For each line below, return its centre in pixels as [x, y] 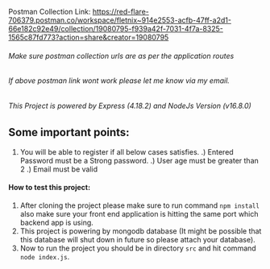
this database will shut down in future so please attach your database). [137, 240]
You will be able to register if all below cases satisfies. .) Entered [127, 151]
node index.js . [45, 257]
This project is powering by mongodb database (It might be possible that [141, 231]
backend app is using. [57, 223]
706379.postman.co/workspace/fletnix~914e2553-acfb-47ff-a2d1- [120, 20]
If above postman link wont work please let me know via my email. [119, 81]
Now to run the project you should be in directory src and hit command [138, 248]
